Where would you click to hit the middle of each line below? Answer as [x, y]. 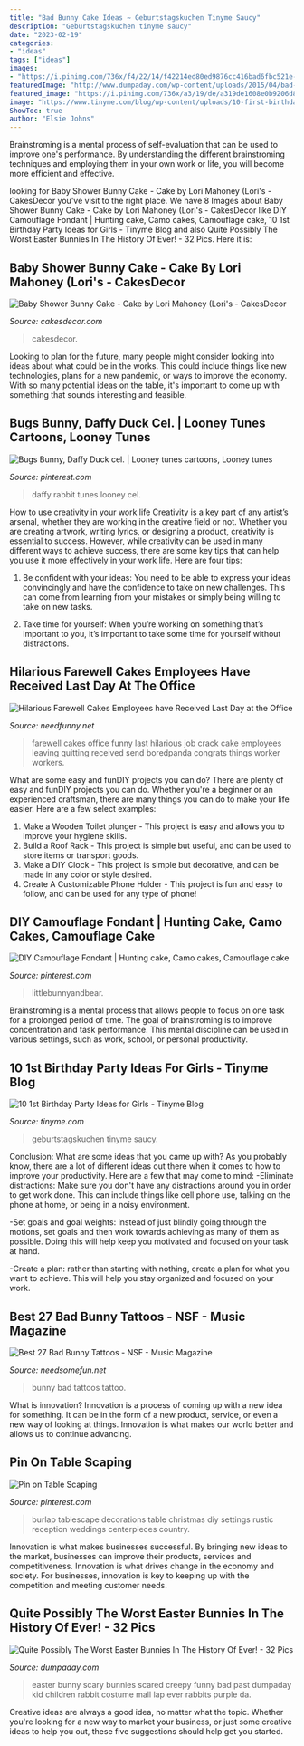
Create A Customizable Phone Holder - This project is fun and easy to [152, 883]
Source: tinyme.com [47, 1122]
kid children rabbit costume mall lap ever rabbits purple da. [141, 1694]
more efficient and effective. [62, 174]
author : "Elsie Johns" [52, 119]
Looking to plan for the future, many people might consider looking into [142, 356]
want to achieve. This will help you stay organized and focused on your [142, 1278]
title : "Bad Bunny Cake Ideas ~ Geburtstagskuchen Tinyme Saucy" [135, 18]
